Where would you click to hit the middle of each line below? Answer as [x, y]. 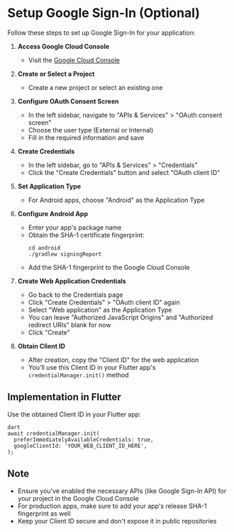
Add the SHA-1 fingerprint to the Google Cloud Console [109, 267]
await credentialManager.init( [54, 434]
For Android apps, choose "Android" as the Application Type [116, 200]
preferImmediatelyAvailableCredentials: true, [84, 440]
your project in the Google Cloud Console [78, 498]
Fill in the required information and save [86, 137]
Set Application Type [49, 186]
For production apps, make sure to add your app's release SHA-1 [112, 506]
